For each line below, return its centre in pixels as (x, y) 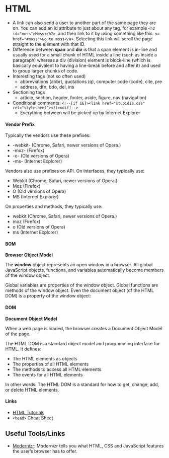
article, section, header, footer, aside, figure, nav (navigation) (83, 97)
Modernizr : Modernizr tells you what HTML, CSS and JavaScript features (88, 445)
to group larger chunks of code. (46, 70)
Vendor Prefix (20, 124)
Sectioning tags (29, 92)
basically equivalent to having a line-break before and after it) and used (87, 65)
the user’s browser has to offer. (45, 451)
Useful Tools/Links (35, 434)
